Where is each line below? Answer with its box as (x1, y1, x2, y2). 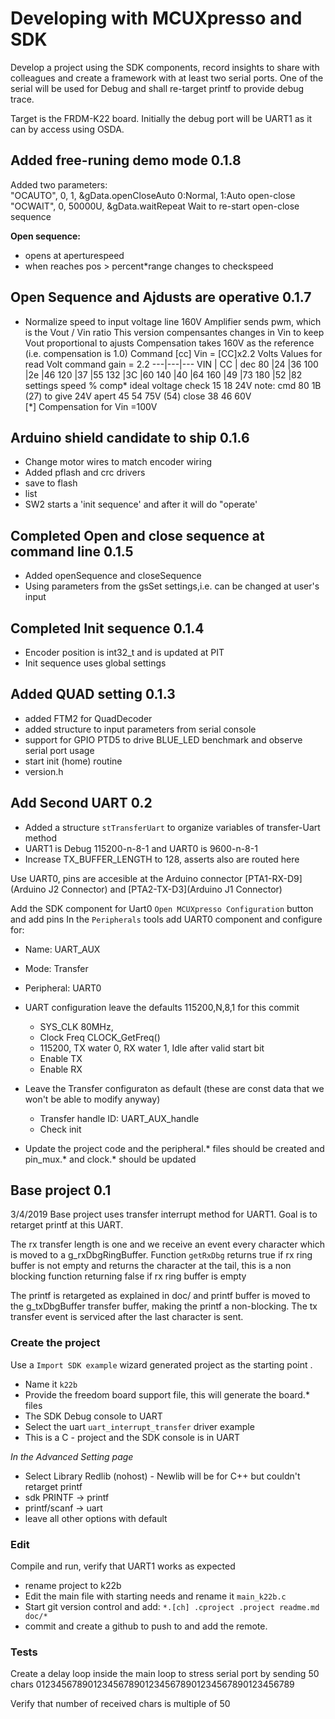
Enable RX (39, 1063, 83, 1075)
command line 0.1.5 (10, 543, 134, 560)
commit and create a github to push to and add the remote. (24, 1620, 268, 1632)
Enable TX (39, 1052, 83, 1064)
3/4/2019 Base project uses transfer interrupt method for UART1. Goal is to (10, 1208, 318, 1221)
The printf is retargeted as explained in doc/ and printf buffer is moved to (10, 1290, 311, 1302)
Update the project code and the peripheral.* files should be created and (24, 1142, 325, 1154)
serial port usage (24, 744, 95, 756)
